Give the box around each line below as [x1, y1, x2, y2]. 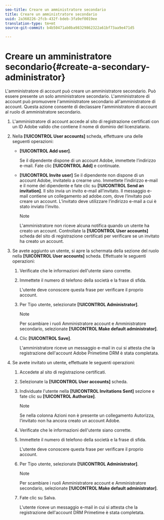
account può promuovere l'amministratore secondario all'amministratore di [5, 99, 156, 105]
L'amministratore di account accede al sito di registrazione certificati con [12, 118, 159, 124]
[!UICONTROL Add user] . [19, 148, 71, 154]
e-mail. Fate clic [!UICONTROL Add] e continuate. [19, 163, 120, 169]
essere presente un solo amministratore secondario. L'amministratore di [5, 93, 150, 99]
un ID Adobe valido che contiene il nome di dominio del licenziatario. [12, 124, 151, 130]
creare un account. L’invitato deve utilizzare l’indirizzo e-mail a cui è [19, 199, 157, 204]
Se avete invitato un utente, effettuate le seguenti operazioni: [12, 360, 136, 366]
